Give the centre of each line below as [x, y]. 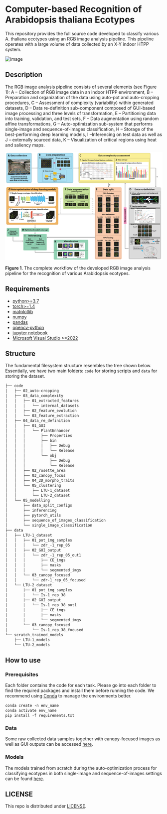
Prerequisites [22, 675]
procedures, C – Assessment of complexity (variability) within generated [79, 103]
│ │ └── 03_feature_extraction [42, 416]
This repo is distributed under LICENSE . [46, 806]
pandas [20, 322]
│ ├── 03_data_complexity [34, 396]
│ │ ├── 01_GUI [25, 426]
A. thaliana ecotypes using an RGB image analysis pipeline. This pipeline [80, 39]
